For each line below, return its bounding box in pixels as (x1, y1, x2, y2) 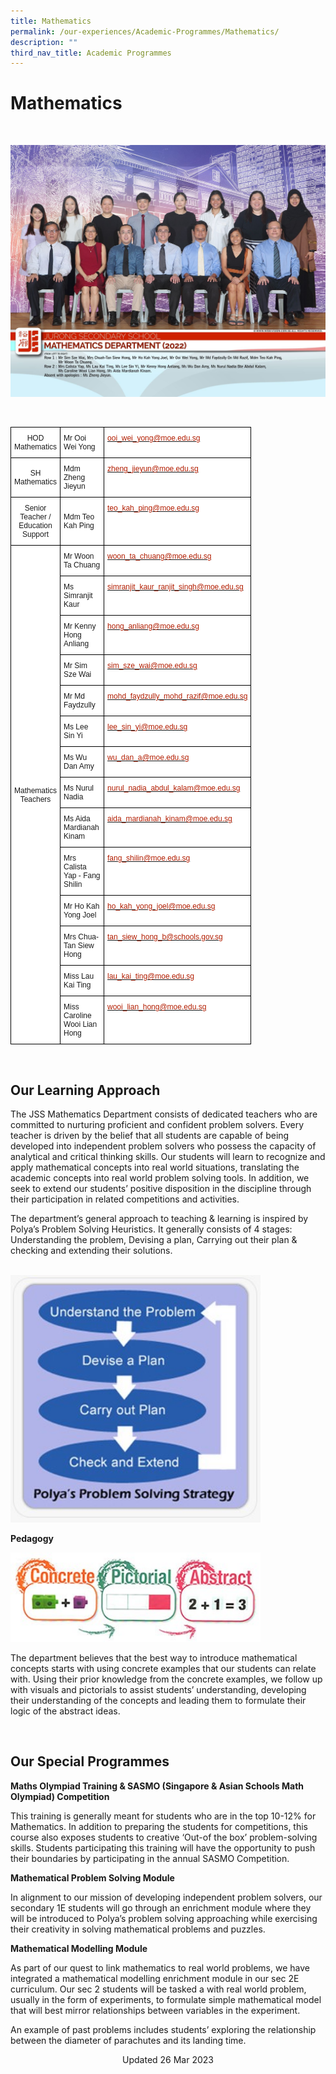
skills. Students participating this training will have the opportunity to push (10, 1841, 316, 1854)
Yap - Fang (63, 871, 101, 881)
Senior (24, 503, 47, 514)
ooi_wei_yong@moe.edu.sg (107, 433, 201, 444)
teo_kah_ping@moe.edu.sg (107, 503, 200, 514)
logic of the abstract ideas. (10, 1705, 121, 1717)
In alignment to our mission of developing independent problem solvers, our (10, 1891, 323, 1903)
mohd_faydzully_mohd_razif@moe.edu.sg (107, 691, 248, 702)
